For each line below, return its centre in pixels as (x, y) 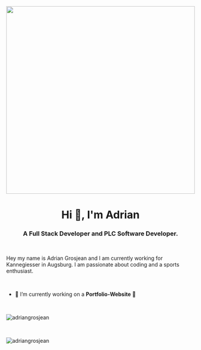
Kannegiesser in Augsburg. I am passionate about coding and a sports (93, 265)
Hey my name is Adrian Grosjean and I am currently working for (85, 258)
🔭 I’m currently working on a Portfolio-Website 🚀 (75, 294)
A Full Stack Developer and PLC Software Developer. (100, 234)
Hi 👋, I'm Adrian (100, 215)
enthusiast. (20, 271)
